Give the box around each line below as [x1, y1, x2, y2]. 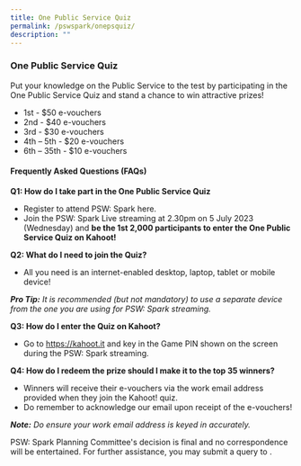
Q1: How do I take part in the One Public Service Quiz [10, 185, 211, 196]
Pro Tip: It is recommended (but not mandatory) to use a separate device [10, 293, 283, 304]
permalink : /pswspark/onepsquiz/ [10, 22, 136, 31]
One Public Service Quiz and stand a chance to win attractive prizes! [10, 89, 264, 100]
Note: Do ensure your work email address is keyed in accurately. [10, 419, 251, 430]
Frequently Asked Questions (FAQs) [10, 166, 147, 176]
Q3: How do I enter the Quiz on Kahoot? [10, 320, 161, 331]
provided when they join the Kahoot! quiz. [22, 392, 178, 403]
